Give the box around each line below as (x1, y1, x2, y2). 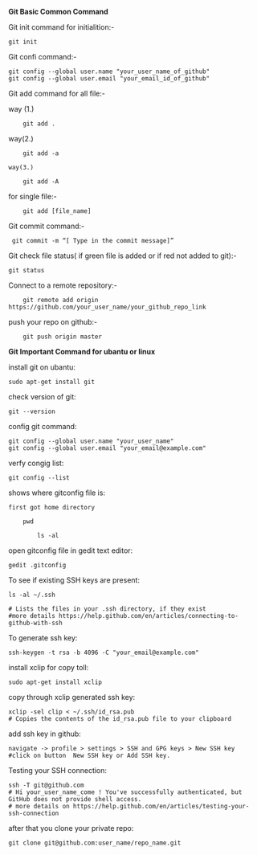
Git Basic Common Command (8, 7, 108, 16)
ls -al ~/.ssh (8, 591, 56, 599)
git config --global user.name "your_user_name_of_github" (8, 67, 210, 76)
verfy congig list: (8, 458, 64, 468)
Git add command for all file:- (8, 88, 106, 98)
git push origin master (22, 333, 103, 341)
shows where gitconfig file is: (8, 488, 106, 497)
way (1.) (8, 104, 35, 113)
